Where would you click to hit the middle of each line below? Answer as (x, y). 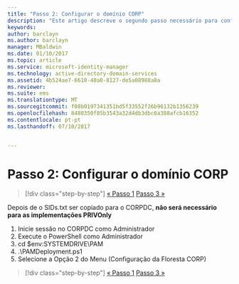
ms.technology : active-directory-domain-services (83, 73)
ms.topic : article (34, 61)
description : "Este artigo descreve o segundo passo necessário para (113, 21)
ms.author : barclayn (38, 41)
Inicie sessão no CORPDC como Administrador (86, 229)
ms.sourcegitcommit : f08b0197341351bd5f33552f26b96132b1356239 (103, 107)
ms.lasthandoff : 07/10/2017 (49, 126)
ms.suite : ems (28, 93)
